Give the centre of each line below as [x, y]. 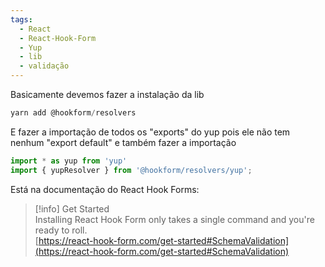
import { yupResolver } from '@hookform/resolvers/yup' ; [131, 170]
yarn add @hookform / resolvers [73, 113]
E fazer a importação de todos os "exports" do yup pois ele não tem [150, 132]
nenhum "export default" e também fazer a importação [123, 142]
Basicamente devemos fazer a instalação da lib [107, 94]
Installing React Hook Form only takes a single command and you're [174, 219]
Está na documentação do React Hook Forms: [105, 189]
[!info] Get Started [72, 208]
